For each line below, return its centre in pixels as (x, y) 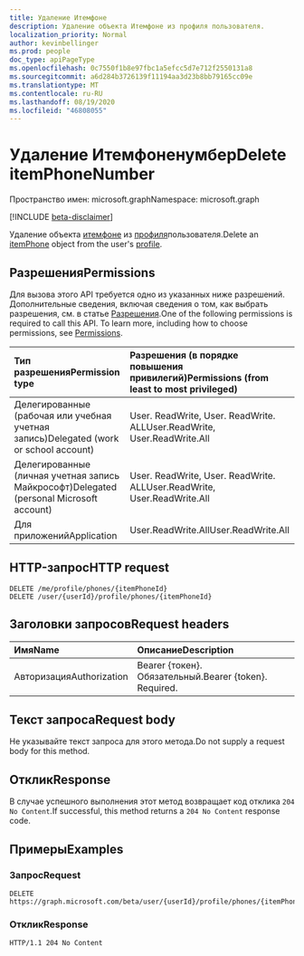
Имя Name (37, 650)
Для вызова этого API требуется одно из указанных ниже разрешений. (147, 294)
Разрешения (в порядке (184, 355)
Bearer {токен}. (170, 664)
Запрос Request (45, 875)
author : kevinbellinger (54, 43)
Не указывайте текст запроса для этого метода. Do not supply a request (147, 741)
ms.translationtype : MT (54, 85)
